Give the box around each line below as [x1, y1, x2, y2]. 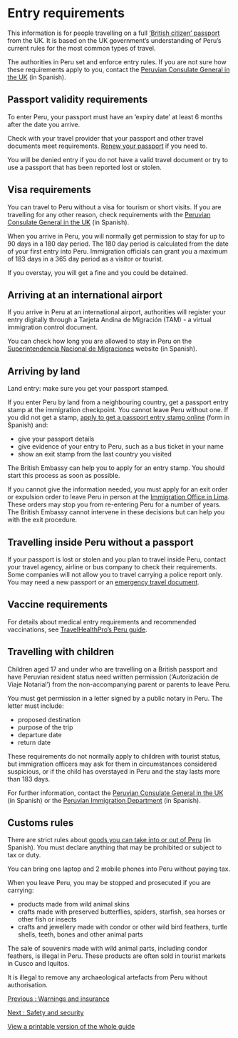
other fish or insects [17, 915, 77, 924]
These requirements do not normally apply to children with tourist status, [7, 752, 221, 760]
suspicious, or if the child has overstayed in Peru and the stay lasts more [7, 767, 221, 776]
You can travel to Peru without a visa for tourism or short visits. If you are [7, 202, 222, 211]
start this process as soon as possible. [7, 471, 120, 480]
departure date [17, 730, 62, 739]
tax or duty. [7, 851, 41, 859]
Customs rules [7, 817, 74, 829]
